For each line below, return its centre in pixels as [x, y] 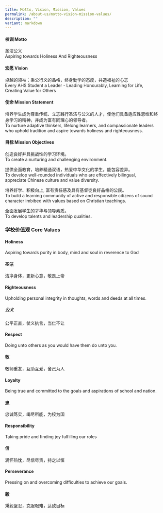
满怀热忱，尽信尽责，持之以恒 [35, 460]
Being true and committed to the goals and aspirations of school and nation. [81, 391]
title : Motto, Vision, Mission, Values [45, 9]
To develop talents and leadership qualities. [49, 216]
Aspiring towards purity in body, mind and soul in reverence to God [72, 253]
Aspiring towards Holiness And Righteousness [51, 56]
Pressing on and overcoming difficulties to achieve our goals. [66, 482]
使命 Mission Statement [29, 102]
